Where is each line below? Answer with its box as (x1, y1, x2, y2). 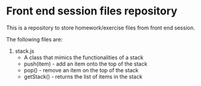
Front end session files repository (6, 4, 178, 18)
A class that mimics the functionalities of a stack (23, 54, 144, 61)
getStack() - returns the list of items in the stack (23, 73, 143, 80)
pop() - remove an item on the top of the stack (23, 66, 139, 73)
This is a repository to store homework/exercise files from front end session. (6, 24, 195, 31)
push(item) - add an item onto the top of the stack (23, 60, 148, 67)
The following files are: (6, 35, 63, 43)
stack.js (14, 47, 35, 55)
